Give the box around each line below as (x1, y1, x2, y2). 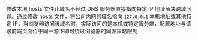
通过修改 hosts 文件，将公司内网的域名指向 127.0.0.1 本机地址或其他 (16, 13, 187, 20)
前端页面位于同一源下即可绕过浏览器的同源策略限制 (11, 27, 138, 35)
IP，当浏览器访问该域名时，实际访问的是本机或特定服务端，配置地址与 (13, 20, 186, 27)
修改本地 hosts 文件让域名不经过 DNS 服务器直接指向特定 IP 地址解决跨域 (6, 5, 187, 12)
